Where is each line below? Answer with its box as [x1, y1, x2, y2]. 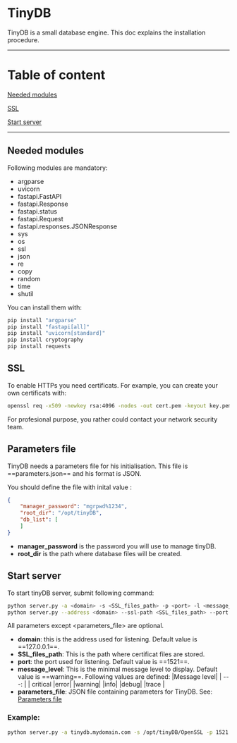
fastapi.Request [17, 214, 63, 223]
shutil [17, 289, 34, 297]
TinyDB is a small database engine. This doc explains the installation [7, 28, 206, 37]
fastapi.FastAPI [17, 192, 62, 200]
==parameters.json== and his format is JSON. [7, 469, 142, 477]
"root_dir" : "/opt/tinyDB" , [20, 510, 102, 517]
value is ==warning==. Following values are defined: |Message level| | [17, 673, 222, 681]
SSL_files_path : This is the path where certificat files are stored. [17, 650, 205, 658]
